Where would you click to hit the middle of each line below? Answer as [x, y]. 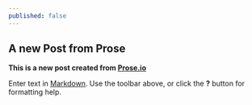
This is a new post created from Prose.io [78, 68]
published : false [38, 16]
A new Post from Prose [67, 49]
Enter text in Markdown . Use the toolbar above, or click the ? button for [126, 84]
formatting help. [35, 92]
